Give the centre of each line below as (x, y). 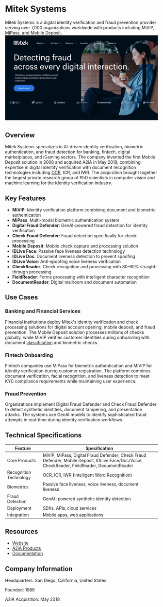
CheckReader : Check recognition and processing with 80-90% (75, 267)
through (20, 272)
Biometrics (18, 486)
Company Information (39, 569)
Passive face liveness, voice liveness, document (91, 484)
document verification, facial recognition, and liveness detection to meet (77, 376)
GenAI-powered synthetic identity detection (87, 499)
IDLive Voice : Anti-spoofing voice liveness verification (66, 261)
